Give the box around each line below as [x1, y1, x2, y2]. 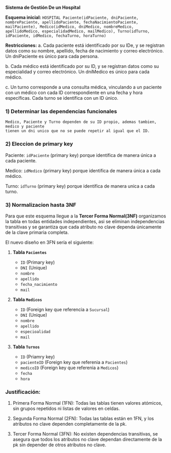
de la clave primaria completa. [5, 229, 69, 235]
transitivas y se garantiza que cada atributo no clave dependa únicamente [5, 224, 162, 230]
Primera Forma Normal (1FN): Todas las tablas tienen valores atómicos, [12, 400, 163, 406]
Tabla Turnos [12, 343, 40, 350]
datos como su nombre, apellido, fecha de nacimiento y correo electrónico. [5, 48, 164, 53]
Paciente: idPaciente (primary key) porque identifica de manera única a [5, 152, 156, 158]
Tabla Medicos [12, 296, 42, 302]
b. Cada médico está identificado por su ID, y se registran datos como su [5, 63, 159, 69]
